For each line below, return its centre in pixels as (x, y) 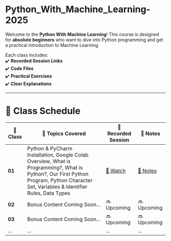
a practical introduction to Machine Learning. (52, 45)
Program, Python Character (60, 180)
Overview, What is (49, 161)
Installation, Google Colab (58, 155)
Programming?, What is (55, 168)
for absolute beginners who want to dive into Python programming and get (84, 40)
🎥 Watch (116, 171)
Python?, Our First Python (58, 174)
